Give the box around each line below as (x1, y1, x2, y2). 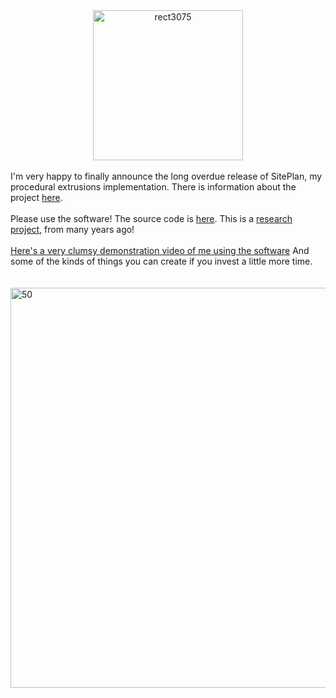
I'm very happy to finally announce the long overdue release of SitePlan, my (10, 170, 323, 182)
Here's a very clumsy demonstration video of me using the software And (10, 245, 310, 256)
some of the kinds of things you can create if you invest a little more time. (10, 255, 313, 267)
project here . (10, 192, 63, 203)
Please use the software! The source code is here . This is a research (10, 213, 293, 224)
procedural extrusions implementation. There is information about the (10, 181, 297, 193)
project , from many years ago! (10, 224, 135, 235)
